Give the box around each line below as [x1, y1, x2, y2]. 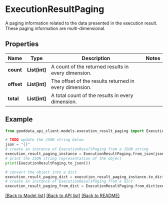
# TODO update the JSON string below [5, 137, 84, 142]
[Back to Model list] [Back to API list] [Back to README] [5, 192, 120, 198]
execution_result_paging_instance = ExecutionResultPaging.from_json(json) [5, 151, 166, 156]
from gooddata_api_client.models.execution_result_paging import [5, 128, 144, 133]
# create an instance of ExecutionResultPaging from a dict [5, 179, 133, 184]
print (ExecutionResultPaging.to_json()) [5, 160, 91, 165]
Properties [5, 40, 39, 48]
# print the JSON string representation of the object [5, 156, 122, 161]
